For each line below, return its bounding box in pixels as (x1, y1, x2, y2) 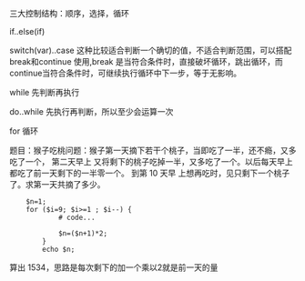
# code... (57, 213, 96, 222)
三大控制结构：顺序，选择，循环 (9, 8, 129, 18)
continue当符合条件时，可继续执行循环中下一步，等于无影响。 (9, 67, 242, 78)
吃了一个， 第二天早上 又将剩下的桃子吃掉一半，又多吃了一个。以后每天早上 (9, 156, 293, 166)
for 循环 (9, 125, 39, 136)
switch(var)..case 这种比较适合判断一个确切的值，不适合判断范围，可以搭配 (9, 45, 292, 55)
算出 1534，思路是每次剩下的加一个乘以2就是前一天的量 (9, 262, 219, 273)
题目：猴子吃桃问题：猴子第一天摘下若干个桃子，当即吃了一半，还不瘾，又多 (9, 145, 297, 156)
